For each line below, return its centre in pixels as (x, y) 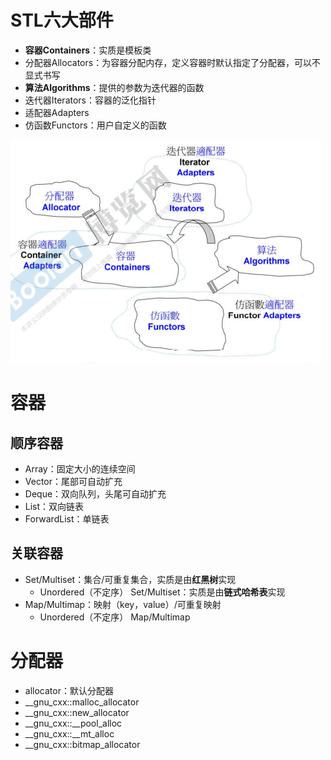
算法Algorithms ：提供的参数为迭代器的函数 (114, 87)
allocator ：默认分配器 (69, 690)
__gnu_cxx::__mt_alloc (69, 733)
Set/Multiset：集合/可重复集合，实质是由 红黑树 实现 (130, 579)
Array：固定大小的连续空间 (80, 468)
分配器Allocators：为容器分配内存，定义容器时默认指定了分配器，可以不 (173, 62)
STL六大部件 (62, 20)
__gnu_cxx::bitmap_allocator (82, 744)
